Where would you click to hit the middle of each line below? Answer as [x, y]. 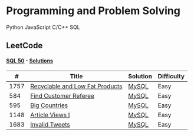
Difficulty [171, 76]
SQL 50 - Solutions [29, 61]
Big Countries [49, 105]
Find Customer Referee [62, 95]
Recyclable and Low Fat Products [76, 86]
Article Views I [50, 115]
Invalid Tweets [50, 124]
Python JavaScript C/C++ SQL [43, 27]
